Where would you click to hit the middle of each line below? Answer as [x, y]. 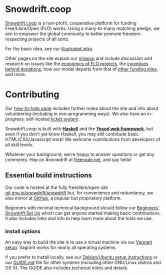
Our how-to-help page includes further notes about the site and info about [82, 108]
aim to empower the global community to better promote [63, 33]
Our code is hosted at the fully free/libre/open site [57, 187]
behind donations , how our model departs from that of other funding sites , [82, 69]
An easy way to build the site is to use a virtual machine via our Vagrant [79, 242]
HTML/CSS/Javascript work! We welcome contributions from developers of [83, 139]
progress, [15, 119]
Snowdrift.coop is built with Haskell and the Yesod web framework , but [79, 128]
